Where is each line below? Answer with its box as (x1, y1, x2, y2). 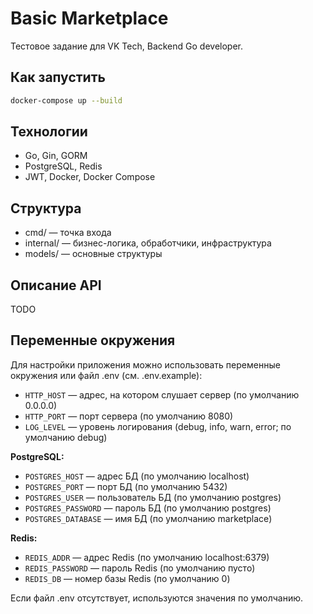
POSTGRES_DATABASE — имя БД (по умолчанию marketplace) (24, 512, 273, 524)
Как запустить (10, 69, 106, 86)
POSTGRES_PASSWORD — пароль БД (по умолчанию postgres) (24, 502, 272, 514)
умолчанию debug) (24, 431, 108, 443)
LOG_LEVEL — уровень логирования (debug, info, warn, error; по (24, 420, 292, 432)
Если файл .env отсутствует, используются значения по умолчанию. (10, 592, 303, 604)
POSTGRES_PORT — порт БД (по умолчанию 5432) (24, 480, 228, 492)
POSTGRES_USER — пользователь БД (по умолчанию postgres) (24, 491, 282, 503)
